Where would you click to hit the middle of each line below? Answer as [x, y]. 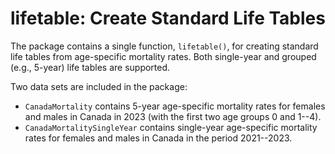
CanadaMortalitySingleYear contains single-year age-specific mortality [171, 127]
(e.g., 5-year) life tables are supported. [90, 67]
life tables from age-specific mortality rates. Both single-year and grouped [163, 56]
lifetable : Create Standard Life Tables [168, 18]
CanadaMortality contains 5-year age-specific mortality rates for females [175, 106]
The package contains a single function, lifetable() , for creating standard [164, 46]
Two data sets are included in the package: [99, 86]
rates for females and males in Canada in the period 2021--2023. [158, 138]
